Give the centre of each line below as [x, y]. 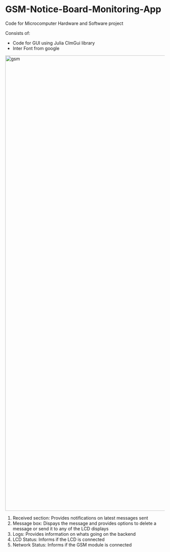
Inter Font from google [36, 48]
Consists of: [18, 33]
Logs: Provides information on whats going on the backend [74, 534]
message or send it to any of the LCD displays [60, 528]
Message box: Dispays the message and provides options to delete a [84, 523]
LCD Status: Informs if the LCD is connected [58, 539]
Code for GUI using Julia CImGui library [54, 43]
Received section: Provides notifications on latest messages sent [80, 518]
